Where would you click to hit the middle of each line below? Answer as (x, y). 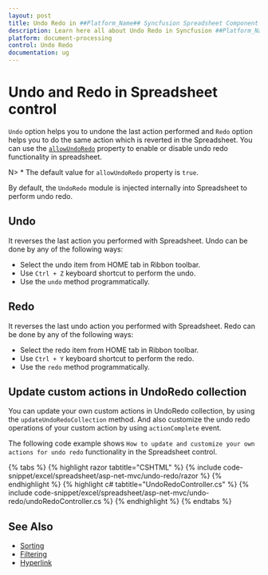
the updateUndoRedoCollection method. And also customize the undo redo (129, 419)
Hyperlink (36, 563)
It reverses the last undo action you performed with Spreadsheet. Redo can (132, 326)
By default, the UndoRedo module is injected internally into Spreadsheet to (128, 188)
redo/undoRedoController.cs (55, 502)
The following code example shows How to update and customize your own (132, 443)
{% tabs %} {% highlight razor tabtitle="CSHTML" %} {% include (115, 467)
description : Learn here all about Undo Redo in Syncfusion (110, 30)
